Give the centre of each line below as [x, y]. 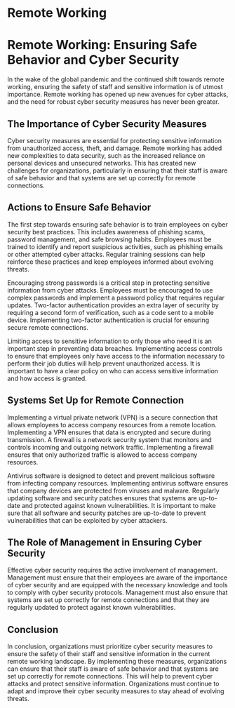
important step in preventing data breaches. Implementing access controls [115, 348]
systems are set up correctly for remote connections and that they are [108, 600]
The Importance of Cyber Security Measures [107, 124]
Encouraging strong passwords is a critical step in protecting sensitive [109, 283]
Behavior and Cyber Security [93, 60]
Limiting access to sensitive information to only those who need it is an [109, 341]
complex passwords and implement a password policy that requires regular [116, 298]
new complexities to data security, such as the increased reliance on [106, 155]
